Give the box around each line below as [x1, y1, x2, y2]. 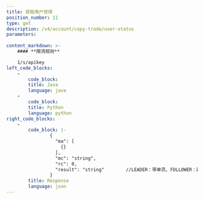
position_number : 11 [6, 15, 59, 21]
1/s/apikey [17, 59, 45, 66]
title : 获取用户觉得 [6, 8, 53, 15]
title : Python [28, 104, 64, 110]
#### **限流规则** [17, 49, 60, 55]
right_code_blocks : [6, 116, 56, 122]
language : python [28, 110, 72, 116]
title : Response [28, 178, 69, 184]
